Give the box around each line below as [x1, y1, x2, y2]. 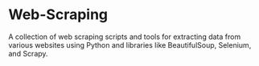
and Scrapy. [8, 49, 48, 58]
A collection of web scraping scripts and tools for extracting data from [8, 32, 241, 41]
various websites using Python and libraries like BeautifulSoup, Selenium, [8, 40, 252, 49]
